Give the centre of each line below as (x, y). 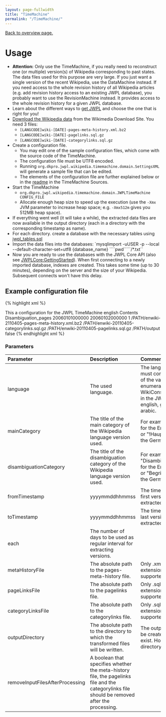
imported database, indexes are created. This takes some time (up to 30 (86, 265)
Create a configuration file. (40, 145)
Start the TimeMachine (36, 187)
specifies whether (111, 664)
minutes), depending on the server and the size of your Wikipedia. (80, 270)
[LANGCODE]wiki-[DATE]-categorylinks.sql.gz (66, 141)
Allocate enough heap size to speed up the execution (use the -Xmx (88, 202)
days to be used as (112, 538)
